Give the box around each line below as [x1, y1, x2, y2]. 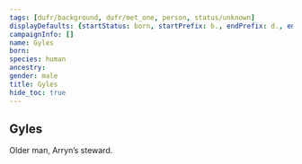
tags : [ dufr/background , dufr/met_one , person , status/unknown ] [9, 13, 255, 22]
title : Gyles [9, 80, 58, 89]
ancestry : [9, 64, 47, 73]
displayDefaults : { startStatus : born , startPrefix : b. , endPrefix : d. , [9, 22, 283, 30]
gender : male [9, 72, 58, 81]
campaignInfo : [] [9, 30, 75, 39]
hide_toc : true [9, 88, 67, 97]
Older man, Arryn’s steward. [9, 145, 113, 156]
